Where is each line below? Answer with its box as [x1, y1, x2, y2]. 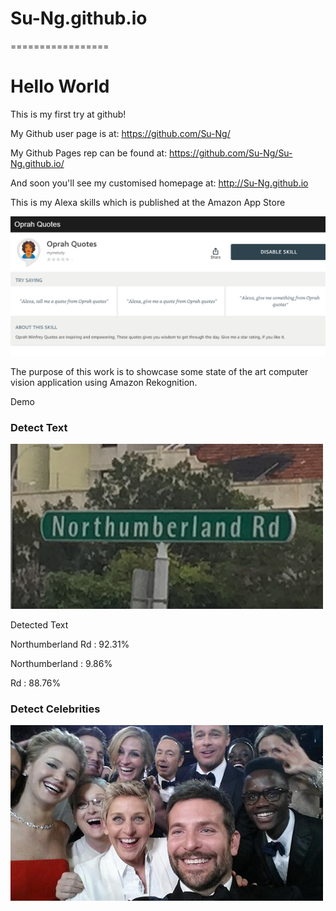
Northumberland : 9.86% [10, 658, 113, 670]
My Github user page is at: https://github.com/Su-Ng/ [10, 127, 231, 139]
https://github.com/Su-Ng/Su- [169, 147, 293, 159]
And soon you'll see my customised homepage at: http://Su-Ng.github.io [10, 177, 309, 189]
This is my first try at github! [10, 108, 127, 120]
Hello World [10, 75, 110, 98]
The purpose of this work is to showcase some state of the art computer [10, 365, 309, 377]
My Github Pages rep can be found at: [10, 147, 168, 159]
